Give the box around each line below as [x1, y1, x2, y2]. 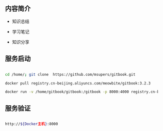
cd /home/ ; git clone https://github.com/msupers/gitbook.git [5, 72, 136, 77]
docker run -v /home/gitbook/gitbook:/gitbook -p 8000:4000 [5, 89, 130, 95]
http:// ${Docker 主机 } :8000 [5, 122, 58, 127]
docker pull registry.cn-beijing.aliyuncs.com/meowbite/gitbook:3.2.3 [5, 81, 151, 86]
